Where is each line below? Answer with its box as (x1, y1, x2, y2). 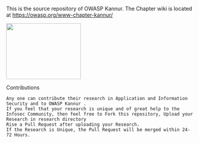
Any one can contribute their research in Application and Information (6, 95, 188, 101)
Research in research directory (6, 116, 86, 122)
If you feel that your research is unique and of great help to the (6, 106, 180, 112)
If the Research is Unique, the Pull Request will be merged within (6, 127, 180, 133)
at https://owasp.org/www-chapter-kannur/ (6, 11, 113, 18)
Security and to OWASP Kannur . (6, 101, 86, 107)
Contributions (6, 84, 40, 91)
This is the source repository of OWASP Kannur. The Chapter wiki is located (6, 5, 192, 12)
